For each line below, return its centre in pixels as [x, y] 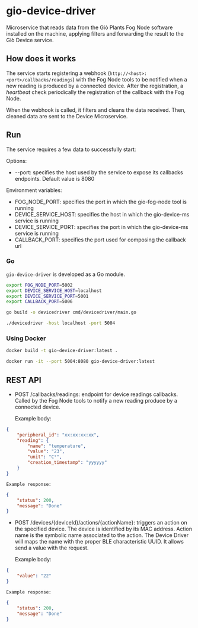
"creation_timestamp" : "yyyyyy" [68, 463]
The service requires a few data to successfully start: [71, 149]
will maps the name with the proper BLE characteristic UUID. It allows [99, 542]
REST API [24, 380]
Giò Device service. [30, 40]
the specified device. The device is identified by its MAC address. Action [103, 529]
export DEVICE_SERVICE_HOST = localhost [54, 291]
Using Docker [26, 338]
